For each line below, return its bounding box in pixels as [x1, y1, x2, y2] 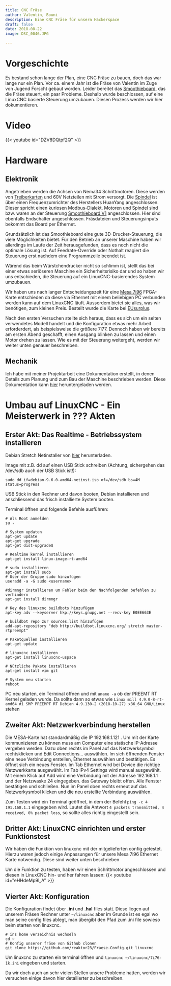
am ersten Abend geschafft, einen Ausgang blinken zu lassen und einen [5, 331, 156, 338]
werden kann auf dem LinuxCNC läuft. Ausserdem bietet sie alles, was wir [5, 300, 160, 306]
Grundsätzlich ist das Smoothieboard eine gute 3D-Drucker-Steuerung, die [5, 231, 162, 237]
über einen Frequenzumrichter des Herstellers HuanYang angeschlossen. [5, 199, 159, 205]
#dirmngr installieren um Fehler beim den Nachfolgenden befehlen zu [5, 588, 156, 593]
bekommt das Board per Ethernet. [5, 221, 76, 227]
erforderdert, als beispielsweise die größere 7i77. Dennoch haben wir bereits [5, 326, 166, 332]
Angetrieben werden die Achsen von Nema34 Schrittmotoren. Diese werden [5, 188, 165, 194]
